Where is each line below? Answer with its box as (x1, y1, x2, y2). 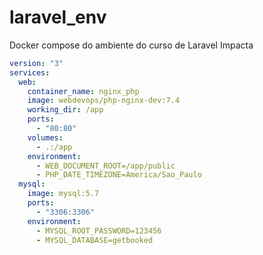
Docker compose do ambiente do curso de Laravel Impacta (9, 39, 254, 51)
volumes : (27, 132, 64, 143)
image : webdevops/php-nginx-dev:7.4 (27, 96, 181, 106)
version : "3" (9, 58, 64, 68)
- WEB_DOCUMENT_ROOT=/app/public (35, 161, 176, 171)
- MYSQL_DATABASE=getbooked (35, 235, 154, 245)
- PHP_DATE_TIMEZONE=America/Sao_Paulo (35, 170, 202, 180)
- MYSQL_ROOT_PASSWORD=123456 (35, 226, 162, 236)
